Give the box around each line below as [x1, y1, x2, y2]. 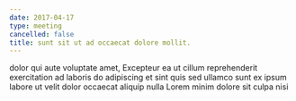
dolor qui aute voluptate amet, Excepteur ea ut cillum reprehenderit [9, 63, 258, 73]
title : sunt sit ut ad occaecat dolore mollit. [9, 38, 192, 47]
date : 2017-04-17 [9, 13, 75, 22]
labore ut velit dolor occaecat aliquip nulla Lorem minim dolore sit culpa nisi [9, 81, 289, 92]
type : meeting [9, 21, 63, 30]
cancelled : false [9, 29, 75, 38]
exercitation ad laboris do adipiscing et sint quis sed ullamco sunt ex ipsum [9, 72, 288, 83]
